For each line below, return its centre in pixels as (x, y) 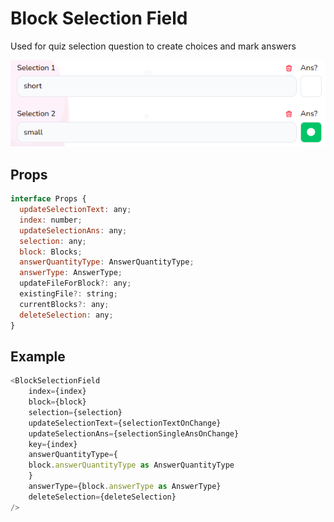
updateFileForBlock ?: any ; (75, 283)
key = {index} (53, 444)
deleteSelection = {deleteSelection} (102, 497)
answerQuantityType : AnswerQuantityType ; (107, 262)
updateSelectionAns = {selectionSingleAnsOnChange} (134, 433)
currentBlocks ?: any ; (64, 304)
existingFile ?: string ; (68, 294)
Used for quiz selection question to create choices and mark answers (153, 46)
